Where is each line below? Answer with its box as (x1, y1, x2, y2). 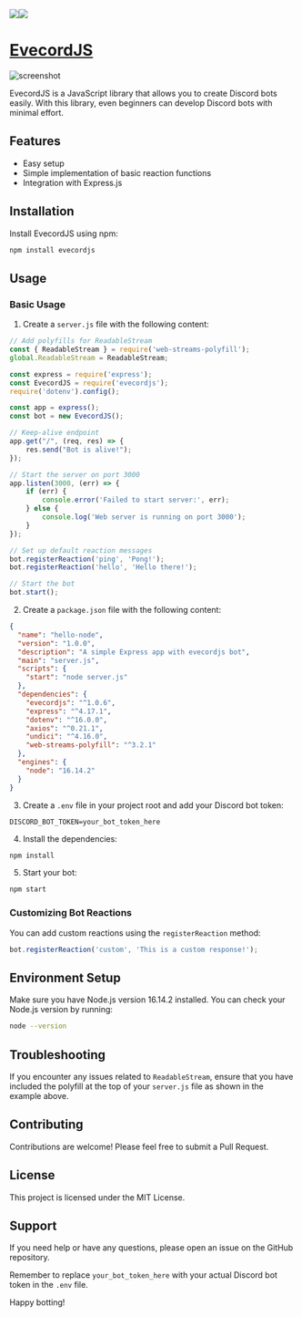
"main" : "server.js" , (17, 656, 100, 665)
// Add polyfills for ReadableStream (9, 337, 153, 346)
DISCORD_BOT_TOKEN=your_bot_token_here (9, 817, 161, 826)
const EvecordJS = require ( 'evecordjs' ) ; (9, 379, 169, 388)
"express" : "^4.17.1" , (25, 707, 112, 716)
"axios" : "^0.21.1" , (25, 723, 104, 733)
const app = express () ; (9, 403, 100, 412)
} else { (25, 504, 59, 513)
